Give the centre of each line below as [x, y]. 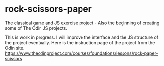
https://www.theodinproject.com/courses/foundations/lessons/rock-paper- [82, 53]
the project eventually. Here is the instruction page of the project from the [80, 42]
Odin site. [15, 48]
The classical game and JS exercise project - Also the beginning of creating [82, 23]
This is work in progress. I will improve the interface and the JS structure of [82, 37]
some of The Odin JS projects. [36, 28]
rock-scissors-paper [49, 9]
